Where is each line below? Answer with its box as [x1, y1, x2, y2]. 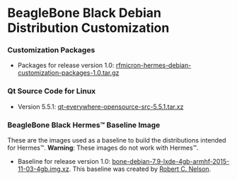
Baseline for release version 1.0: [17, 157, 111, 166]
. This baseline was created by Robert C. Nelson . [69, 164, 212, 174]
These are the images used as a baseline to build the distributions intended [7, 136, 226, 145]
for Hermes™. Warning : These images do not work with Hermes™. [7, 143, 199, 152]
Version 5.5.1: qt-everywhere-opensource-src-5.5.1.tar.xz [17, 102, 184, 111]
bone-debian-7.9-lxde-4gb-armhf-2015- [112, 157, 230, 166]
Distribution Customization [7, 20, 170, 36]
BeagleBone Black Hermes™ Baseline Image [7, 120, 161, 130]
